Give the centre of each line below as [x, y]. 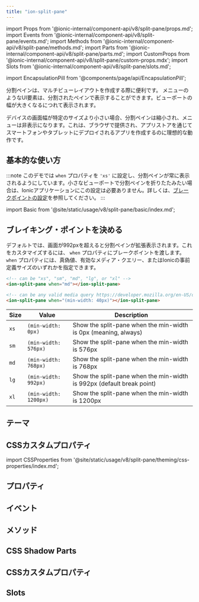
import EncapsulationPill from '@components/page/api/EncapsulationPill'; [96, 78]
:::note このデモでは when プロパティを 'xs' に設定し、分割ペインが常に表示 [98, 176]
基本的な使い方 [33, 160]
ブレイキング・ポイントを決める [65, 230]
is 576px [85, 349]
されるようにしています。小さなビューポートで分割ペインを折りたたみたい [97, 183]
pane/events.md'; [28, 41]
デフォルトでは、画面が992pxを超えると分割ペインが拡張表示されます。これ [99, 245]
